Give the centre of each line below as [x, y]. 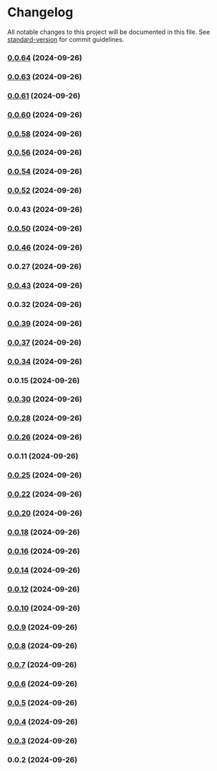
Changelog [40, 12]
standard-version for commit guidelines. [66, 39]
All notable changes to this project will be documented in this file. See [109, 32]
